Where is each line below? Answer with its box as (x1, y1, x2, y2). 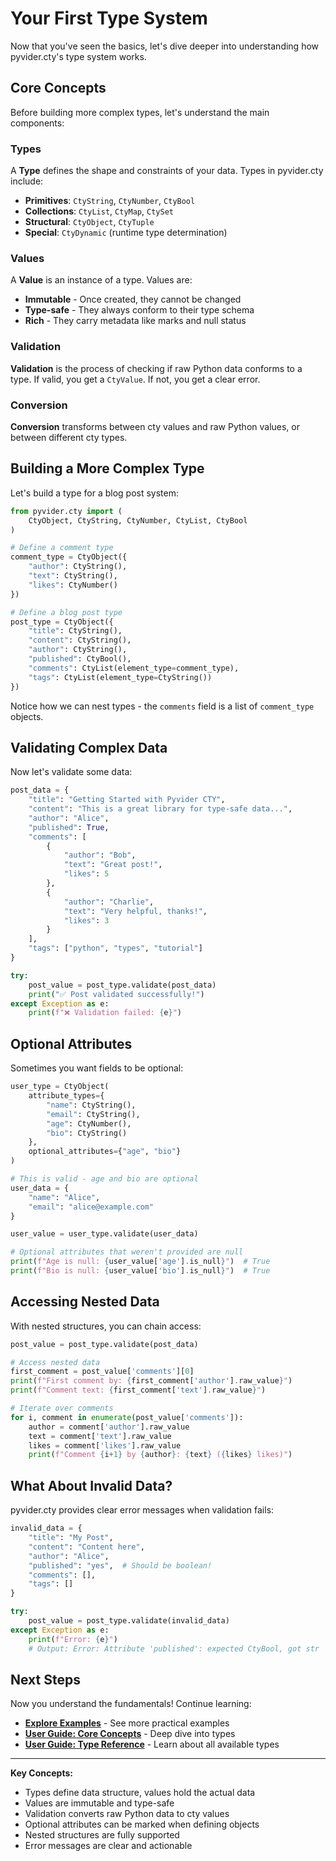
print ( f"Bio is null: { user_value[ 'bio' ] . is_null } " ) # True (10, 1266, 271, 1276)
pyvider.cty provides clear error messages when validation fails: (10, 1504, 275, 1516)
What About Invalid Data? (10, 1477, 173, 1494)
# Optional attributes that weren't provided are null (10, 1247, 244, 1257)
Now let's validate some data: (10, 766, 133, 778)
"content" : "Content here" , (28, 1542, 145, 1552)
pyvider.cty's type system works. (10, 50, 147, 62)
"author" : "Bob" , (63, 850, 137, 861)
